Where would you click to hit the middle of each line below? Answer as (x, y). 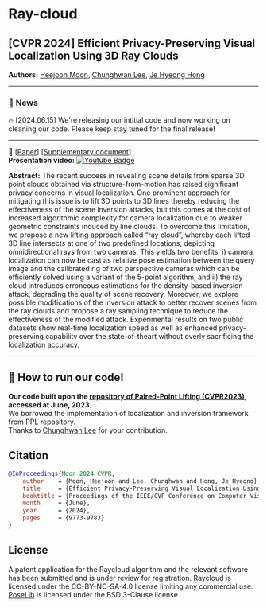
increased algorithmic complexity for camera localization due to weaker (126, 218)
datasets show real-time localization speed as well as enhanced (113, 328)
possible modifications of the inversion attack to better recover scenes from (132, 302)
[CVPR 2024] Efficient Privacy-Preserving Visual (132, 43)
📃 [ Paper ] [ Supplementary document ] (70, 152)
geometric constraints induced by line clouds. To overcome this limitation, (129, 227)
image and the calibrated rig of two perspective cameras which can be (124, 269)
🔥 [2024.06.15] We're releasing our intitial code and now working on (119, 120)
